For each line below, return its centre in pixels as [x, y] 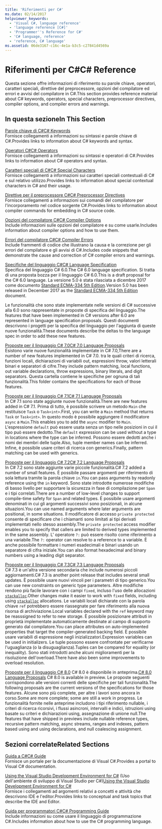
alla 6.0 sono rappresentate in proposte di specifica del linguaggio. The [75, 310]
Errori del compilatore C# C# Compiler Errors [49, 240]
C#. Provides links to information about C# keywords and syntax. [69, 141]
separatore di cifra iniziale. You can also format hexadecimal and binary [76, 550]
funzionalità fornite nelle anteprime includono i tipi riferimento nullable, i [77, 703]
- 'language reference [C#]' [39, 28]
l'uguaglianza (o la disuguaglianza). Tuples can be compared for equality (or [80, 647]
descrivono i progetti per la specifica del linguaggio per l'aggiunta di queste [80, 326]
